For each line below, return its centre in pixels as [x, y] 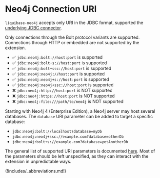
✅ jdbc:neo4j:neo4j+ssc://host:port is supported [63, 85]
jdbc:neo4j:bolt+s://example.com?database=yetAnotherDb [70, 142]
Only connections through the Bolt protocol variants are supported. [72, 37]
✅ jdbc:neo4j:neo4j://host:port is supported [58, 74]
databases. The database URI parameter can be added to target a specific [79, 116]
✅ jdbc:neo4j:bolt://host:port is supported [57, 57]
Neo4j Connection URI [51, 9]
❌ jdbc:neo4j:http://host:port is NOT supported [62, 90]
